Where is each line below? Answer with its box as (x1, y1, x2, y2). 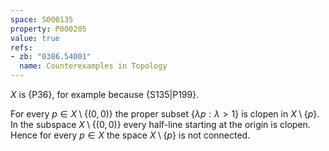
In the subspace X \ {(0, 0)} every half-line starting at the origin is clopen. (10, 119, 311, 130)
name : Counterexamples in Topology (19, 61, 168, 71)
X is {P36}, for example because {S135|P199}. (10, 89, 200, 100)
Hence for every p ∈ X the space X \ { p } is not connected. (10, 129, 251, 141)
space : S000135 (10, 14, 74, 25)
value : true (10, 33, 60, 43)
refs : (10, 42, 33, 53)
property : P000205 (10, 24, 87, 34)
